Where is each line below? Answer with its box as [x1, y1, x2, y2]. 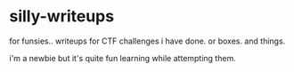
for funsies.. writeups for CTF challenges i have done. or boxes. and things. [9, 36, 286, 46]
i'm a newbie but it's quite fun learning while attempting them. [9, 52, 236, 63]
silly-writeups [9, 6, 114, 27]
